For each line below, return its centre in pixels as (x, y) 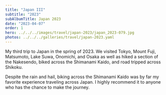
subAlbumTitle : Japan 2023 (33, 19)
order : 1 (14, 28)
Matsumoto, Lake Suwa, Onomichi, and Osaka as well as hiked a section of (82, 56)
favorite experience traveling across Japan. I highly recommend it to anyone (83, 82)
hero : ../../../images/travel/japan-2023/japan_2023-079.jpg (70, 33)
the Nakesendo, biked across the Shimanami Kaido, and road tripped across (83, 62)
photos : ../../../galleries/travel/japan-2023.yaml (60, 38)
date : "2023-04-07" (25, 24)
